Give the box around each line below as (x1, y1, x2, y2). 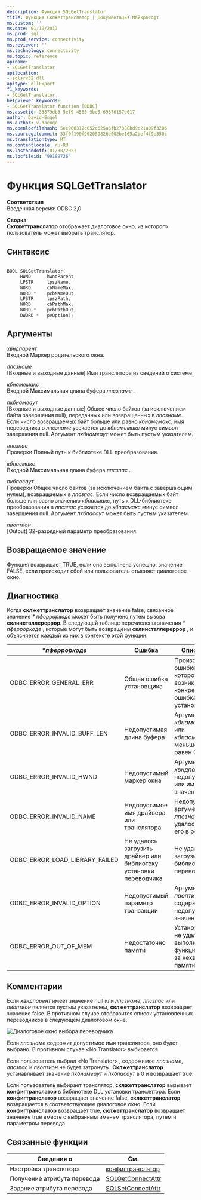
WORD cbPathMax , (20, 301, 74, 308)
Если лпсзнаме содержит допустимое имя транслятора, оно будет (7, 1039, 178, 1046)
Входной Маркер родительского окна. (7, 351, 105, 359)
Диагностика (7, 590, 59, 601)
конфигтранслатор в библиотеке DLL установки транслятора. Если (7, 1088, 181, 1095)
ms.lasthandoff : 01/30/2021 (7, 148, 77, 154)
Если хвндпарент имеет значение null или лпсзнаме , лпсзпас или (7, 997, 175, 1005)
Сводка (7, 216, 27, 224)
